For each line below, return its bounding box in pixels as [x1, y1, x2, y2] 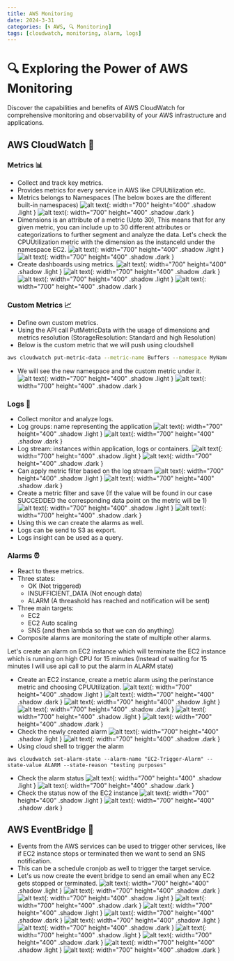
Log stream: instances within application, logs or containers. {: [17, 444, 223, 453]
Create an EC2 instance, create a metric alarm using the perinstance [17, 675, 214, 683]
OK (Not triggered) [27, 582, 81, 590]
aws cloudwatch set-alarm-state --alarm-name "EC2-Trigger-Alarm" [7, 755, 204, 762]
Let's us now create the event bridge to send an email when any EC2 [17, 872, 215, 880]
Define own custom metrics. [17, 319, 99, 327]
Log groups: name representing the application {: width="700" [17, 423, 224, 431]
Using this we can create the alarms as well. [17, 519, 144, 527]
